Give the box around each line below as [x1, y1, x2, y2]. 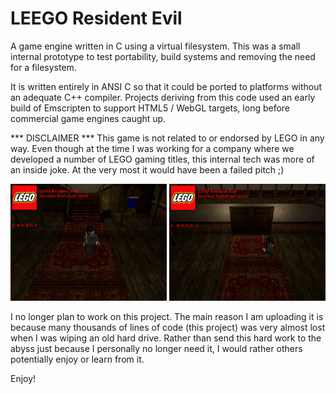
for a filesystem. [10, 61, 77, 73]
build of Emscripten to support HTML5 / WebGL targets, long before [10, 102, 291, 114]
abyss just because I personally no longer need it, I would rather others [10, 343, 303, 355]
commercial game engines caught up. [10, 112, 167, 124]
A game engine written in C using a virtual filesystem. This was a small [10, 40, 301, 52]
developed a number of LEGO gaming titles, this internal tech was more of [10, 153, 315, 165]
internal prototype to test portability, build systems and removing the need [10, 50, 316, 62]
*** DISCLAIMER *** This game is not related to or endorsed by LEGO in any [10, 132, 325, 144]
